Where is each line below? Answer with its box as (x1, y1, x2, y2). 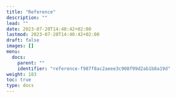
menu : (6, 49, 20, 55)
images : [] (6, 43, 34, 49)
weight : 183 (6, 71, 37, 77)
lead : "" (6, 20, 29, 26)
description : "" (6, 15, 48, 21)
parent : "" (17, 60, 45, 66)
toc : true (6, 77, 32, 83)
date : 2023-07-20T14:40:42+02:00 (6, 26, 92, 32)
